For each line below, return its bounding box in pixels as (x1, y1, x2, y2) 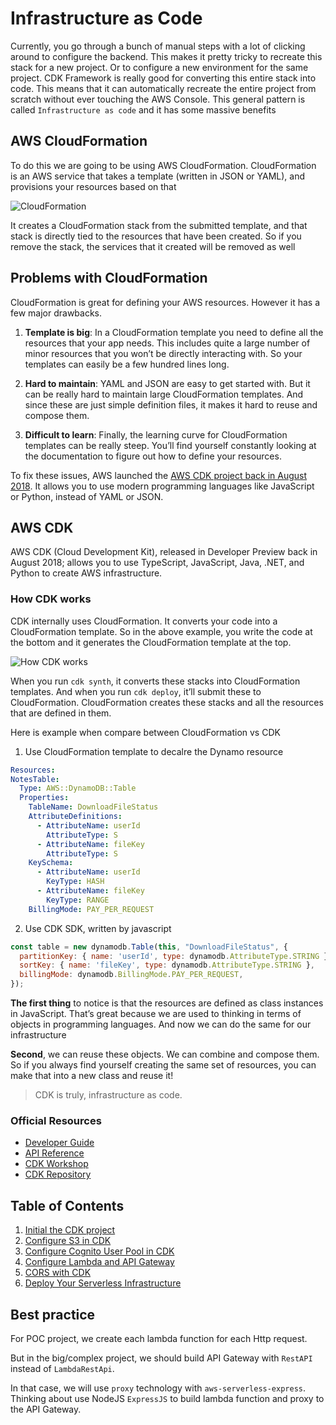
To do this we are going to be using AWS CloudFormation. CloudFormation (10, 159, 317, 171)
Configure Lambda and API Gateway (24, 1256, 175, 1268)
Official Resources (10, 1113, 102, 1127)
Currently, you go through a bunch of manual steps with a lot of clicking (10, 40, 306, 52)
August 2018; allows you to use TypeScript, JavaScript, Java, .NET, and (10, 557, 305, 569)
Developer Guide (24, 1137, 95, 1149)
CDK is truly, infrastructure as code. (34, 1089, 183, 1101)
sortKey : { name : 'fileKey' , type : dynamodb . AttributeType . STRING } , (19, 960, 315, 971)
